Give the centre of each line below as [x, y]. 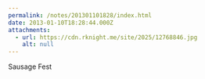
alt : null [38, 45]
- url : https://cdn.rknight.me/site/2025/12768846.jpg [106, 37]
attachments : [29, 30]
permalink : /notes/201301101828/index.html [80, 15]
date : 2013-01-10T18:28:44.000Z [61, 23]
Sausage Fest [30, 66]
